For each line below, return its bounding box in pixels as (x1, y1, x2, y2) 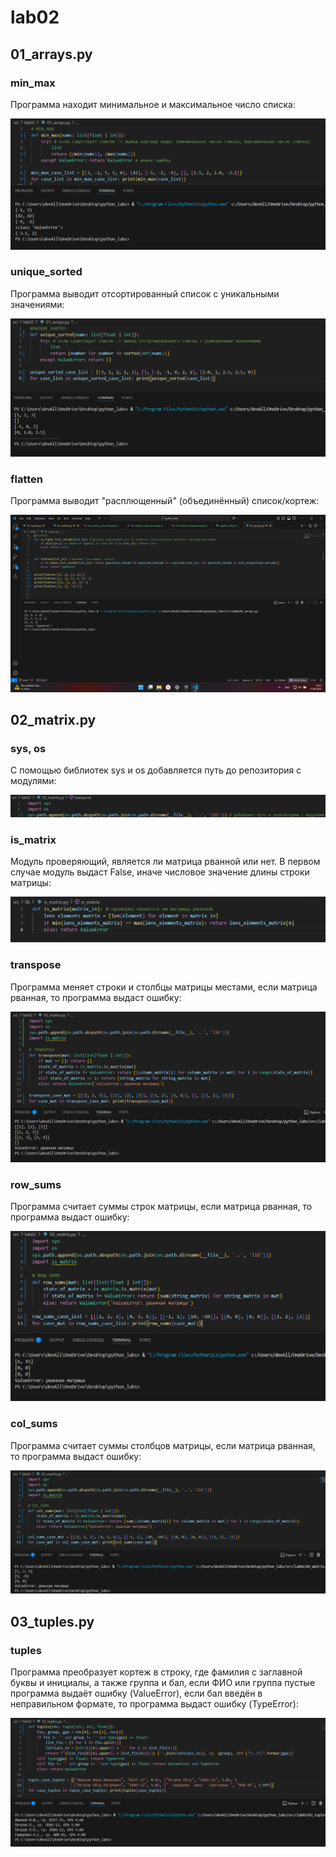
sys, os (10, 741, 47, 755)
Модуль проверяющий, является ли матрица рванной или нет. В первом (10, 856, 321, 868)
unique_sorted (10, 265, 83, 279)
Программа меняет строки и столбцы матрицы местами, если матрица (10, 981, 318, 993)
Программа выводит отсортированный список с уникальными (10, 287, 280, 300)
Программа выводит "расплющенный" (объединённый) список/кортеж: (10, 495, 320, 507)
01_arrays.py (10, 46, 93, 63)
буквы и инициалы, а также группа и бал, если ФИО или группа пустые (10, 1677, 316, 1689)
